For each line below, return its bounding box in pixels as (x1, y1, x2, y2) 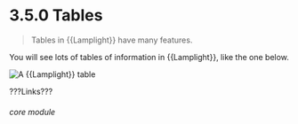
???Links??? (9, 86, 53, 97)
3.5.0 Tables (9, 5, 103, 26)
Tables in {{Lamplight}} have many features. (30, 35, 193, 45)
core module (9, 106, 56, 117)
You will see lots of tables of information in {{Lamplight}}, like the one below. (9, 51, 289, 62)
